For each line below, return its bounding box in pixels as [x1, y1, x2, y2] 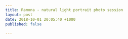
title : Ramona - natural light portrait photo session [5, 7, 123, 13]
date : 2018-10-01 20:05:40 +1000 [5, 17, 76, 22]
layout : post [5, 12, 33, 17]
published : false [5, 21, 42, 27]
